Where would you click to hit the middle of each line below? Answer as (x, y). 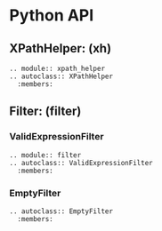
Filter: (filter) (45, 112)
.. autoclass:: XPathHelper (61, 76)
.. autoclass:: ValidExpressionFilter (81, 163)
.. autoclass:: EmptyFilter (61, 211)
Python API (52, 16)
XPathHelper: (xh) (61, 48)
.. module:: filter (45, 155)
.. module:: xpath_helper (57, 68)
